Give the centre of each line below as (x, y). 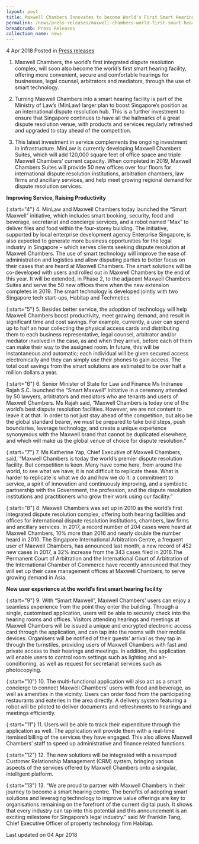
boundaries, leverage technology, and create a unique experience (86, 428)
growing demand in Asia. (36, 578)
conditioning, (22, 664)
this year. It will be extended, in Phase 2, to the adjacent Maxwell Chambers (98, 279)
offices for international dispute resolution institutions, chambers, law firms (98, 521)
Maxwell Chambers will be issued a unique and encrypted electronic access (99, 626)
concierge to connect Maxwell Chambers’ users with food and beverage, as (99, 688)
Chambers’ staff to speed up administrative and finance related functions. (96, 744)
